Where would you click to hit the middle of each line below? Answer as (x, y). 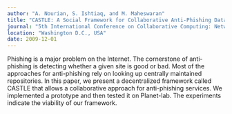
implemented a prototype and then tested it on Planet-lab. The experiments (114, 96)
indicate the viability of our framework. (62, 103)
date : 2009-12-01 (32, 39)
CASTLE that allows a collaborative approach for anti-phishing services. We (115, 88)
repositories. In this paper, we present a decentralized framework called (109, 81)
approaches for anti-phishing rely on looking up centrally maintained (105, 74)
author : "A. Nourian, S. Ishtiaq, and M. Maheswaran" (86, 13)
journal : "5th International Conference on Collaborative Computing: (109, 26)
